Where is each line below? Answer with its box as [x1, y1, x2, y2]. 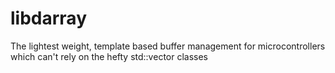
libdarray [10, 7, 87, 30]
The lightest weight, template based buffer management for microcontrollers [10, 40, 326, 52]
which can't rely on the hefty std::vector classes [10, 50, 209, 62]
